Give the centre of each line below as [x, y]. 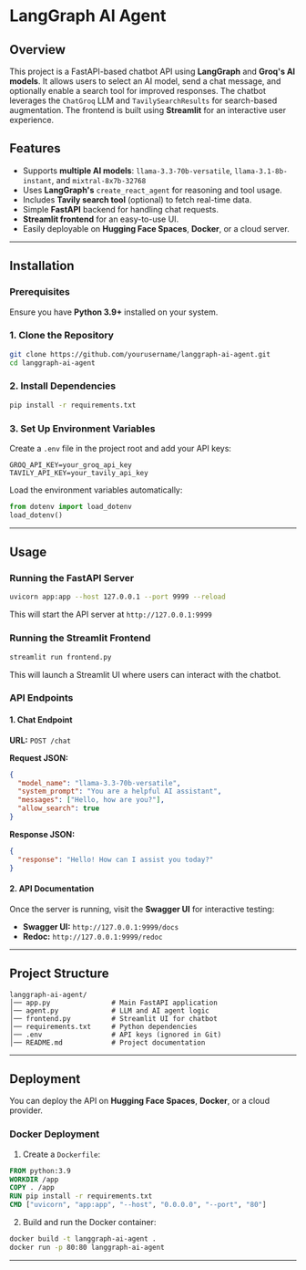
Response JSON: [42, 834]
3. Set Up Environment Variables [82, 428]
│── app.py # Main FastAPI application [114, 1003]
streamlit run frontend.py [61, 657]
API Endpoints [41, 698]
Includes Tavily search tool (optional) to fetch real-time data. [137, 199]
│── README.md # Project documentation [107, 1042]
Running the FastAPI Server [72, 578]
